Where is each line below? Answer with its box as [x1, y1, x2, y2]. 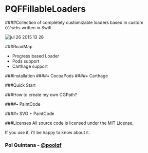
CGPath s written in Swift [5, 24, 52, 30]
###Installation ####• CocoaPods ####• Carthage [5, 73, 108, 78]
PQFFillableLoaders [5, 3, 86, 15]
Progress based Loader [12, 53, 59, 59]
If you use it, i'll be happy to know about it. [5, 129, 90, 135]
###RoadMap [5, 43, 33, 49]
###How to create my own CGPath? [5, 92, 77, 97]
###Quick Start [5, 82, 36, 88]
